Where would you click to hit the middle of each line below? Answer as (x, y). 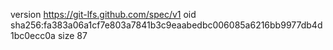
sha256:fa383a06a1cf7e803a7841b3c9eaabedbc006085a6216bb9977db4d (166, 25)
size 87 (72, 35)
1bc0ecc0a (33, 35)
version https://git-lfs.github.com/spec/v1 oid (103, 14)
